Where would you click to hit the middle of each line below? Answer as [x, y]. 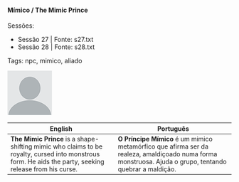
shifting [21, 146]
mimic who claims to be [68, 146]
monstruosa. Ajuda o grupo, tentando [172, 161]
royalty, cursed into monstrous [55, 154]
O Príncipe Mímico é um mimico [165, 139]
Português [174, 129]
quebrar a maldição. [147, 169]
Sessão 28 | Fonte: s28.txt [56, 47]
